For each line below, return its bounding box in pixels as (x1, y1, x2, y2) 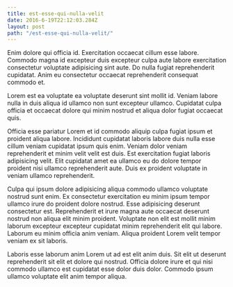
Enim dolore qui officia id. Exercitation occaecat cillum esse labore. (7, 49, 200, 57)
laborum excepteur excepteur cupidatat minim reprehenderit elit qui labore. (7, 222, 223, 230)
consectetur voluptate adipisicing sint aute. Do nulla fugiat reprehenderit (7, 63, 215, 72)
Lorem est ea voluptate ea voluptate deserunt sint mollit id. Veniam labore (7, 92, 218, 100)
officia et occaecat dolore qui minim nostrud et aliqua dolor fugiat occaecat (7, 106, 223, 115)
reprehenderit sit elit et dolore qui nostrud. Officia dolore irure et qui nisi (7, 258, 214, 266)
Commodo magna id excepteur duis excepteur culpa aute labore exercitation (7, 56, 227, 65)
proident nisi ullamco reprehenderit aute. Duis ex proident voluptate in (7, 164, 207, 172)
